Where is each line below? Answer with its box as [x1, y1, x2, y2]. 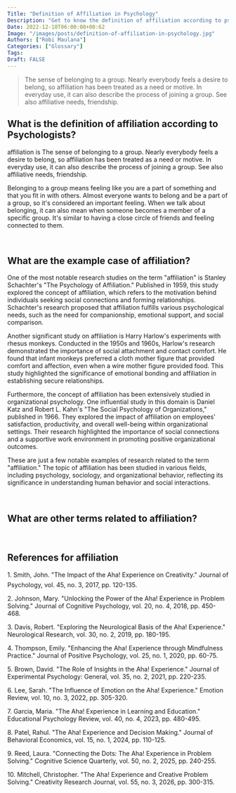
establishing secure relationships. [7, 376, 105, 385]
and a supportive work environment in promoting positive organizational [7, 435, 216, 443]
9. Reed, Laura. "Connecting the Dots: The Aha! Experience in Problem [7, 749, 212, 757]
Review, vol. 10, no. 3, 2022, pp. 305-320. [7, 693, 128, 702]
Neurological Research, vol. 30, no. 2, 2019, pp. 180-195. [7, 630, 171, 638]
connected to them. [7, 221, 65, 229]
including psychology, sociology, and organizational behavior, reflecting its [7, 471, 223, 480]
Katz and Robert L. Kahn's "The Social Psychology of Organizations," [7, 405, 207, 414]
